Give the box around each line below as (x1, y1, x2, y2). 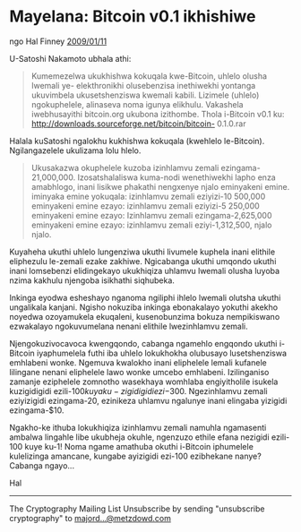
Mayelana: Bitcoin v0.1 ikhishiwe (9, 6, 256, 27)
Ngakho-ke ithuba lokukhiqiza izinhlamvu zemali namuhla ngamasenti (9, 422, 267, 433)
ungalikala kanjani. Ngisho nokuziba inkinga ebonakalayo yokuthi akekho (9, 302, 279, 313)
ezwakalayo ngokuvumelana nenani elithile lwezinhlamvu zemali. (9, 321, 248, 331)
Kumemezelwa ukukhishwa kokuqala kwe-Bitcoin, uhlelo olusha (30, 70, 267, 82)
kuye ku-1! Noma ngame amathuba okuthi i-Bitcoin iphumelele (24, 441, 254, 451)
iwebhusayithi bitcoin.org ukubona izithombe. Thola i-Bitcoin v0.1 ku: (30, 108, 285, 119)
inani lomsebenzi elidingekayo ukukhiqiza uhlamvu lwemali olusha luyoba (9, 265, 280, 276)
